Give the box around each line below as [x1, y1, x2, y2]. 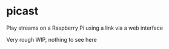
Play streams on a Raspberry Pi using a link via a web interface [6, 24, 164, 31]
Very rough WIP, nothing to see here [6, 36, 97, 43]
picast [6, 4, 39, 18]
